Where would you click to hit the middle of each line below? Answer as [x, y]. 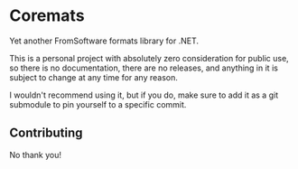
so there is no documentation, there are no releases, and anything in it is [144, 68]
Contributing [46, 133]
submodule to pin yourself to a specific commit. [98, 104]
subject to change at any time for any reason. [94, 77]
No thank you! [35, 155]
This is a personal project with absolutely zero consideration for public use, [149, 58]
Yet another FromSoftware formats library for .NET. [104, 41]
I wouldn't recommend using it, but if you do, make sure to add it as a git [144, 95]
